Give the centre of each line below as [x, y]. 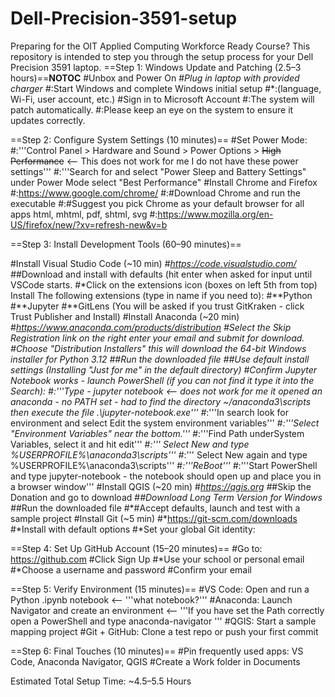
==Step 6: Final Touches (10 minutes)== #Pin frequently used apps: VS [157, 651]
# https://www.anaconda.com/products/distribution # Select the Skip [151, 327]
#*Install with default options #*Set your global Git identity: [133, 529]
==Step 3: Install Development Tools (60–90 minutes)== [126, 244]
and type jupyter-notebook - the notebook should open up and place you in [166, 476]
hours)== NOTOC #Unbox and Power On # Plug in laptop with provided [155, 78]
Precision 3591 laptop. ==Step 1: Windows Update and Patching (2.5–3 [156, 67]
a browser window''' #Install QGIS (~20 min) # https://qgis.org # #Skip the [161, 486]
